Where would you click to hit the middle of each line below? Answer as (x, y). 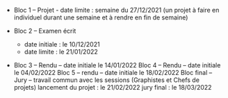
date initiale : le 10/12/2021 (62, 44)
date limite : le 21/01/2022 (61, 52)
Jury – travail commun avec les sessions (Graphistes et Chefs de (107, 80)
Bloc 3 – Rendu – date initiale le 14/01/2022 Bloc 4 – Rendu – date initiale (117, 65)
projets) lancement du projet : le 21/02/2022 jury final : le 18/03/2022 (113, 87)
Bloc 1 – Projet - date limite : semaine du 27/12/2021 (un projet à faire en (116, 10)
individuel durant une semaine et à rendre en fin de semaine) (101, 17)
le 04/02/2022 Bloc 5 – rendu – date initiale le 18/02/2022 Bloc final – (113, 73)
